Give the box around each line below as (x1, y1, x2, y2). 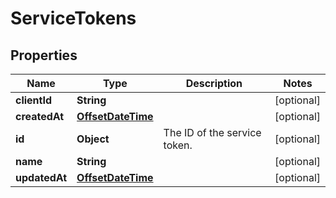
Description (185, 77, 243, 90)
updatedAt (15, 171, 68, 184)
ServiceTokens (10, 7, 137, 30)
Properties (10, 47, 78, 64)
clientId (15, 93, 53, 107)
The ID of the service (163, 126, 262, 139)
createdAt (15, 110, 65, 123)
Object (76, 132, 110, 146)
